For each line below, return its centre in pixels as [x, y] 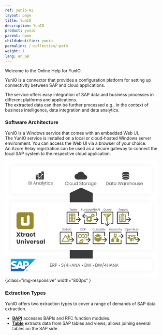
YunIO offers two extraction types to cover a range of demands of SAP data [80, 304]
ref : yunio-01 [19, 10]
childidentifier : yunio [29, 41]
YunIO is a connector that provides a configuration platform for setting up [78, 80]
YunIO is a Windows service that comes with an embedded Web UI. [72, 133]
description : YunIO [25, 26]
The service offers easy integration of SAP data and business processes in [79, 94]
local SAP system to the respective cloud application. [58, 153]
